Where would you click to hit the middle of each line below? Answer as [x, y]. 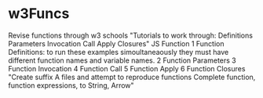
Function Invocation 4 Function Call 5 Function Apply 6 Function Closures [127, 68]
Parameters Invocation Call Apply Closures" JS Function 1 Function [116, 43]
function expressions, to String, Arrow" [71, 85]
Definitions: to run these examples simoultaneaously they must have [119, 52]
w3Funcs [39, 14]
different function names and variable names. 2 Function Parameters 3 [122, 60]
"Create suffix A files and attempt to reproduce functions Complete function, [132, 77]
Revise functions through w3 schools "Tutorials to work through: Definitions [131, 35]
